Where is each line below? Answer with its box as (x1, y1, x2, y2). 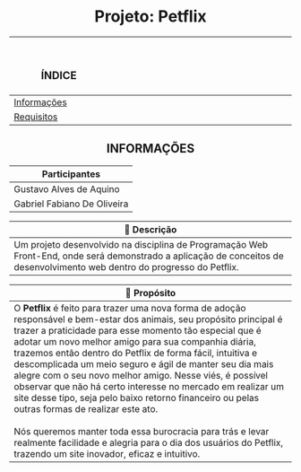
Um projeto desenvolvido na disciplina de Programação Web (13, 238, 269, 250)
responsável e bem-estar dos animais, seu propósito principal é (13, 312, 283, 325)
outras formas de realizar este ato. (13, 402, 159, 415)
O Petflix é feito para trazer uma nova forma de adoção (13, 302, 246, 314)
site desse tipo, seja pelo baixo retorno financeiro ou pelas (13, 391, 260, 404)
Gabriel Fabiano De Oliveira (13, 197, 129, 210)
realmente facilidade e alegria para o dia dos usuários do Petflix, (13, 436, 284, 449)
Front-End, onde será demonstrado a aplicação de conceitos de (13, 249, 284, 262)
